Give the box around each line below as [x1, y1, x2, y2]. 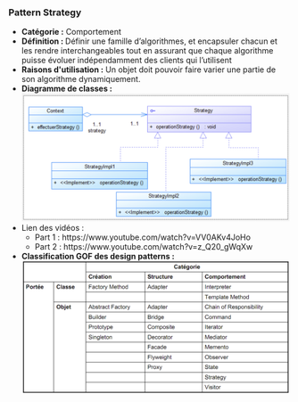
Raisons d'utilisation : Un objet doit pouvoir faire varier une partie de [21, 64, 277, 75]
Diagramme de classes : [21, 83, 113, 94]
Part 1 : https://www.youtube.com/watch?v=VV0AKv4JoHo [34, 232, 252, 242]
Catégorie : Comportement [21, 27, 122, 37]
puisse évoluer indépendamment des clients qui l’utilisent [21, 55, 233, 66]
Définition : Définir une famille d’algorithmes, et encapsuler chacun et [21, 36, 278, 46]
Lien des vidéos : [21, 223, 85, 234]
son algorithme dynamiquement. [21, 74, 141, 85]
